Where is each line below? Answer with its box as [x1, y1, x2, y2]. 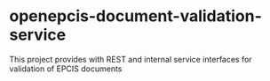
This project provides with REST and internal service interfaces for [9, 54, 252, 64]
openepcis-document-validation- [9, 6, 262, 26]
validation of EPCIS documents [9, 63, 123, 74]
